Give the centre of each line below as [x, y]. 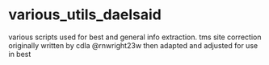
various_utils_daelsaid [85, 15]
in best [20, 54]
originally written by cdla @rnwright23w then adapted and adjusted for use [133, 45]
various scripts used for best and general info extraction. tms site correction [135, 37]
